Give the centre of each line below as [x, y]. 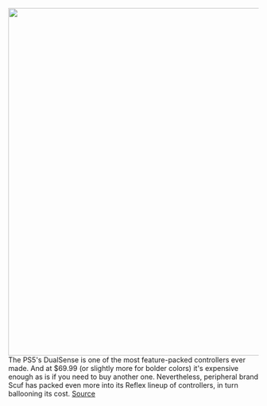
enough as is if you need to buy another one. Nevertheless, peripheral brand [133, 377]
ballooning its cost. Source [52, 394]
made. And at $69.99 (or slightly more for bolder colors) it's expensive [124, 368]
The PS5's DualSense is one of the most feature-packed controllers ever [127, 360]
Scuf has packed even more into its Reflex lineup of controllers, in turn [123, 385]
